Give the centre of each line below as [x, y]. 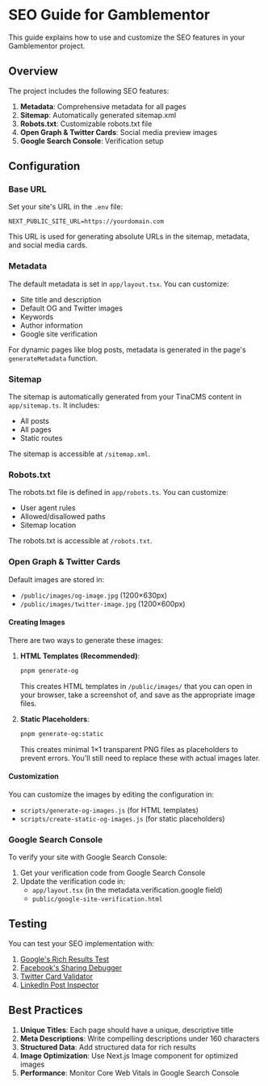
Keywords [37, 316]
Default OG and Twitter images [71, 308]
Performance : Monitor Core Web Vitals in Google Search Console [130, 1072]
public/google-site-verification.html [97, 899]
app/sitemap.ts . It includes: [54, 405]
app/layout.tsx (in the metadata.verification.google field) [128, 890]
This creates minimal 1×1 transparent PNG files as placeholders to [129, 749]
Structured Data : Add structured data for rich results [108, 1047]
